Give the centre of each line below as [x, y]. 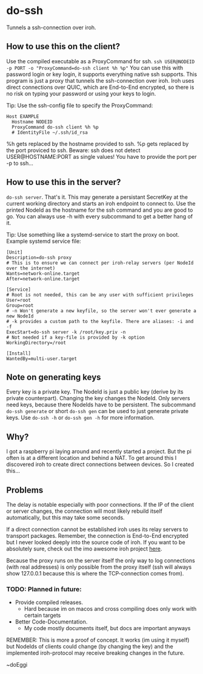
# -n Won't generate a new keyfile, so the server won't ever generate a [101, 311]
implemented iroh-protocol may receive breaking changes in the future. [95, 653]
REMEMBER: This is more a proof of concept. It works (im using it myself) [98, 640]
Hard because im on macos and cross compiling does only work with [110, 609]
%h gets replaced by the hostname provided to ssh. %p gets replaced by [98, 144]
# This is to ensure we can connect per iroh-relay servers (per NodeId [100, 263]
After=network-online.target [43, 279]
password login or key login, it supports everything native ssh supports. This [102, 74]
